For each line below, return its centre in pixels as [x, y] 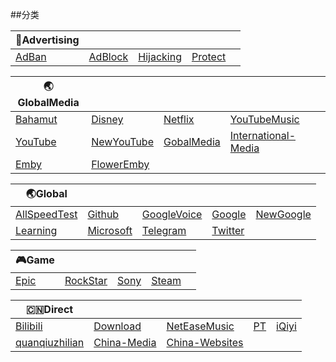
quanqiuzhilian [50, 342]
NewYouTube [122, 141]
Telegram [164, 230]
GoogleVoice [172, 214]
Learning [36, 230]
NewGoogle [283, 214]
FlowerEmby [120, 164]
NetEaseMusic [200, 326]
